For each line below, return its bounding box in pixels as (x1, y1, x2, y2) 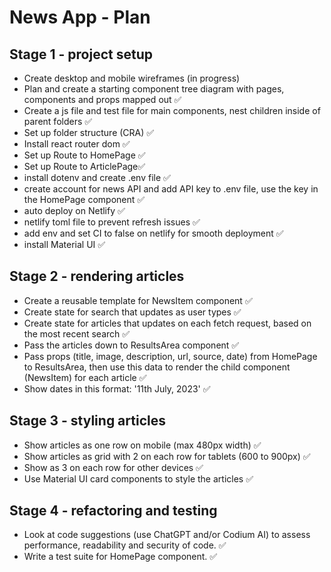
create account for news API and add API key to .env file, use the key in (23, 183, 319, 195)
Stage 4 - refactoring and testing (9, 502, 218, 520)
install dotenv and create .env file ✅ (23, 172, 171, 183)
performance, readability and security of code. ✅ (23, 539, 227, 551)
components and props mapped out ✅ (23, 94, 182, 105)
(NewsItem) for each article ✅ (23, 371, 147, 383)
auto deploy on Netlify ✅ (23, 205, 126, 216)
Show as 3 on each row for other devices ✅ (23, 461, 204, 473)
